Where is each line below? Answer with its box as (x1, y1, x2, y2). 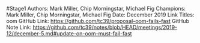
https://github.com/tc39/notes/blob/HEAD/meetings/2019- (32, 24, 178, 31)
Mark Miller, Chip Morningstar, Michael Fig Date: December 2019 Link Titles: (6, 11, 195, 18)
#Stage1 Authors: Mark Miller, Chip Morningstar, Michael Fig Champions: (6, 5, 186, 12)
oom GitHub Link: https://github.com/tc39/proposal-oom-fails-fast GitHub (6, 18, 189, 24)
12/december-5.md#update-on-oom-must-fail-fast (6, 30, 132, 37)
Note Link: (6, 24, 32, 31)
